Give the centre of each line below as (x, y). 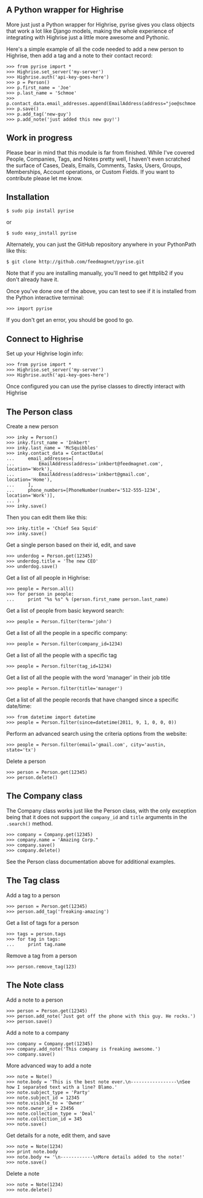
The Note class (35, 985)
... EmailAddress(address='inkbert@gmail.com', (78, 475)
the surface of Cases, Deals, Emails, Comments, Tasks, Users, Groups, (94, 165)
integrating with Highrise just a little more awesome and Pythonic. (88, 37)
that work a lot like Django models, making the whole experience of (90, 31)
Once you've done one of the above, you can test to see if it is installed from (101, 291)
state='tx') (21, 750)
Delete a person (26, 761)
